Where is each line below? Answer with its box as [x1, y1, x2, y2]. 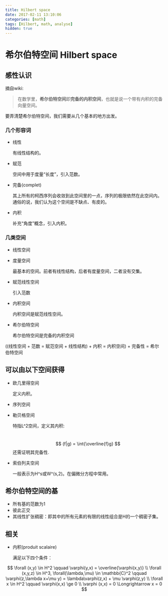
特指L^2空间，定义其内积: [12, 423, 65, 429]
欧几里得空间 [12, 380, 39, 386]
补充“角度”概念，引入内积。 [12, 220, 70, 227]
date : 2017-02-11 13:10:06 [5, 12, 62, 17]
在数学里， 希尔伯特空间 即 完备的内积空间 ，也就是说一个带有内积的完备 [17, 96, 163, 102]
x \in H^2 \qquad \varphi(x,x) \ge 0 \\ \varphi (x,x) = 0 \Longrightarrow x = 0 [6, 581, 162, 587]
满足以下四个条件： [12, 555, 53, 561]
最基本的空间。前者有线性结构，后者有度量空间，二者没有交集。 [12, 268, 144, 274]
